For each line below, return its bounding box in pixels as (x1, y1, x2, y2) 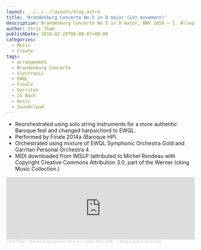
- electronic (11, 70, 44, 76)
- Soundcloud (11, 103, 44, 110)
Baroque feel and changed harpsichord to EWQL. (14, 127, 136, 134)
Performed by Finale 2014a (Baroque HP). (14, 133, 118, 140)
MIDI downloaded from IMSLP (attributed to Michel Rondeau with (14, 152, 176, 159)
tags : (6, 53, 20, 59)
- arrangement (11, 59, 47, 65)
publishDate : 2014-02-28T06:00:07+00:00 (6, 31, 109, 37)
